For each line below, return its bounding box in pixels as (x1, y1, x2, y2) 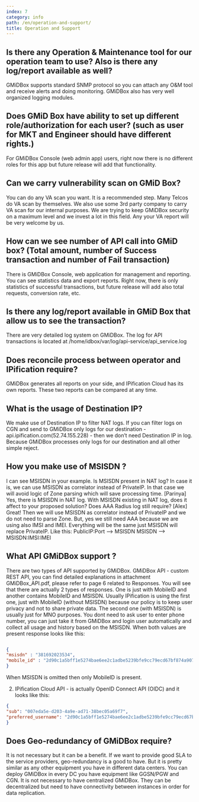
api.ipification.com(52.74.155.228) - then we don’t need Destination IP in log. (6, 432, 192, 439)
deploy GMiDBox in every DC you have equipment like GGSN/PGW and (6, 771, 179, 778)
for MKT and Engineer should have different (6, 130, 172, 140)
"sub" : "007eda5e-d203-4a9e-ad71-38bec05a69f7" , (6, 708, 129, 714)
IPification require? (6, 364, 78, 374)
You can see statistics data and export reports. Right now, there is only (6, 277, 179, 284)
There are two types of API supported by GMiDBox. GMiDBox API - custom (6, 567, 189, 574)
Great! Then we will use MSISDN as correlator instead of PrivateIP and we (6, 509, 187, 516)
